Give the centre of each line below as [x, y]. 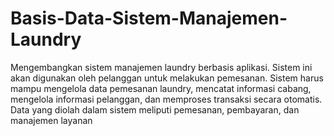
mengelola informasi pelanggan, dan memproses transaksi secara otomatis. [166, 99]
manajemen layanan [51, 120]
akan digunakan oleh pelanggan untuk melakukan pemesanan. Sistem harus [167, 78]
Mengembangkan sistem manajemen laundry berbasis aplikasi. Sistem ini [161, 67]
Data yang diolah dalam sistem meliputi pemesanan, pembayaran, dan [155, 109]
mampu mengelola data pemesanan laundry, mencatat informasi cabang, [161, 88]
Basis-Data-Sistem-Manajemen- [149, 18]
